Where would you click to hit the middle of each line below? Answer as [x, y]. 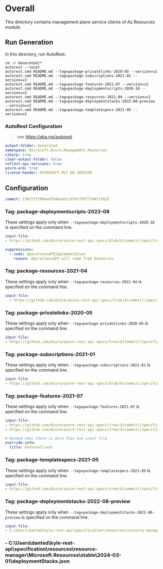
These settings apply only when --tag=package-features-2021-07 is [72, 406]
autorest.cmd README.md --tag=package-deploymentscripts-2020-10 [72, 88]
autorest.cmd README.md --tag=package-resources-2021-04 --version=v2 [78, 97]
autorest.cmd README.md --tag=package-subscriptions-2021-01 [68, 76]
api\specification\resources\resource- [51, 549]
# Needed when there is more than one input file [56, 438]
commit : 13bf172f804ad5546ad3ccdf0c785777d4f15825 [57, 199]
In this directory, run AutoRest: [35, 54]
